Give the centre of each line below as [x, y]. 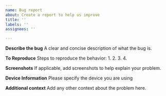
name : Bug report [24, 10]
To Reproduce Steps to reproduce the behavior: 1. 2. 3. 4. [66, 58]
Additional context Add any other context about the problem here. [76, 88]
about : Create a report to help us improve [53, 15]
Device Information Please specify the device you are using [69, 78]
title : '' [16, 20]
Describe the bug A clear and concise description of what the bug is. [79, 48]
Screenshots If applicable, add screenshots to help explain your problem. [83, 68]
